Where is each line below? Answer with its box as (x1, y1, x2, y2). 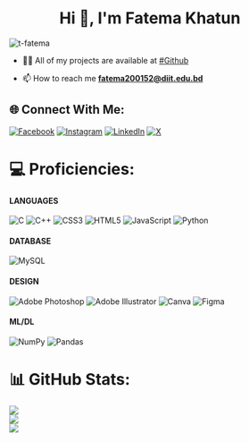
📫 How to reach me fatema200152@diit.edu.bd (21, 72, 203, 83)
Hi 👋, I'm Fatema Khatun (59, 8, 241, 29)
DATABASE (9, 235, 52, 246)
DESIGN (9, 276, 39, 286)
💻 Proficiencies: (9, 158, 136, 179)
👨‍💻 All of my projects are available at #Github (21, 55, 189, 65)
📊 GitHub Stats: (9, 369, 131, 389)
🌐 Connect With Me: (9, 102, 125, 117)
